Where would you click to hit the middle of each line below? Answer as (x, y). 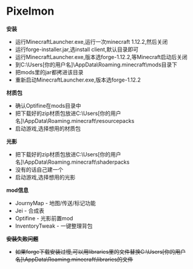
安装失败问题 (22, 239)
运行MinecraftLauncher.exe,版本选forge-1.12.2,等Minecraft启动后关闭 (101, 57)
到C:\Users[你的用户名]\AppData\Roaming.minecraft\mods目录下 (96, 65)
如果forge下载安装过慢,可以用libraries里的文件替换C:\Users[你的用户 (100, 251)
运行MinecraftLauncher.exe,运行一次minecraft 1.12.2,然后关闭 (91, 41)
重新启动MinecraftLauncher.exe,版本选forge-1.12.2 (78, 80)
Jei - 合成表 (29, 211)
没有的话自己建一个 (39, 169)
